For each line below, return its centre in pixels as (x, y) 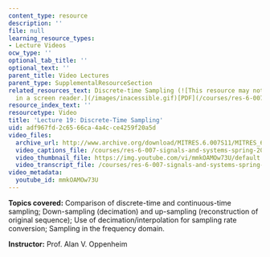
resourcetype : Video (43, 113)
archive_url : (37, 143)
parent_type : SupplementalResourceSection (80, 83)
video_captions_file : (52, 150)
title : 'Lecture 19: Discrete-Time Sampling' (86, 120)
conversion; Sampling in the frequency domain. (86, 228)
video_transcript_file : (55, 165)
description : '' (35, 23)
